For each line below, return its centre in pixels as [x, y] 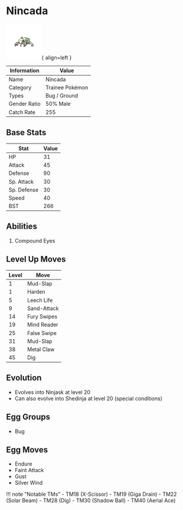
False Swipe [42, 333]
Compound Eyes [35, 241]
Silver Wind [29, 483]
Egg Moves [27, 449]
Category [20, 87]
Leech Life [40, 300]
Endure [23, 464]
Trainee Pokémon [67, 87]
